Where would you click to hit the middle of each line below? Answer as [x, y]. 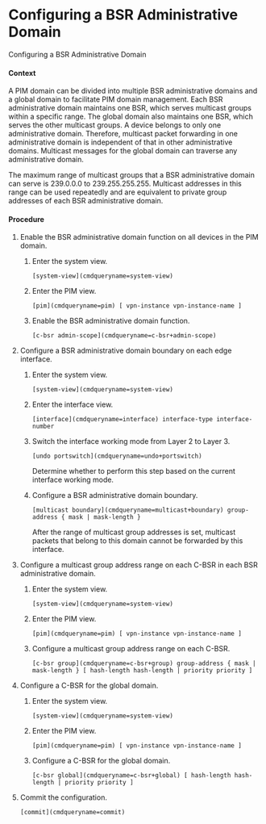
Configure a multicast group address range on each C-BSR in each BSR [139, 565]
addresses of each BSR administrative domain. [86, 201]
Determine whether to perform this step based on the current [134, 471]
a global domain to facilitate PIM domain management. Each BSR [116, 99]
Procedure [26, 219]
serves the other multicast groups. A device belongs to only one [115, 125]
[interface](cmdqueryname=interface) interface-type [123, 420]
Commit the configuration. [63, 797]
